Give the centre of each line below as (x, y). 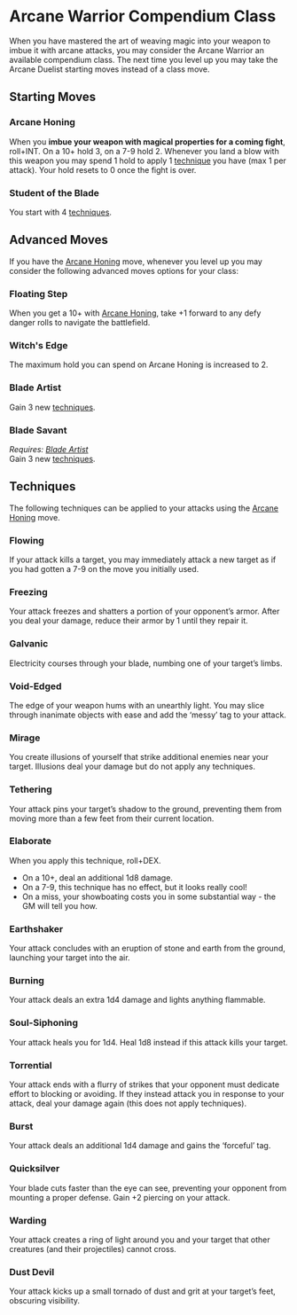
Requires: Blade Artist (49, 449)
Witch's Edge (39, 345)
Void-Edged (35, 686)
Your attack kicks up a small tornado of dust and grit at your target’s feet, (143, 1291)
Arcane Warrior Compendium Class (143, 16)
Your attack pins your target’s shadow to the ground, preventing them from (145, 809)
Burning (27, 981)
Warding (28, 1220)
